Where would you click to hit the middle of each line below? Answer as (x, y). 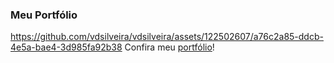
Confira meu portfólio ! (169, 47)
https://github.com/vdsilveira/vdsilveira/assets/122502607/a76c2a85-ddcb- (167, 37)
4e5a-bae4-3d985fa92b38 (66, 47)
